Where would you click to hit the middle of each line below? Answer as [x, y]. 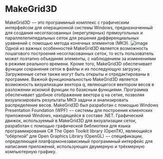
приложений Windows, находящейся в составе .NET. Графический [74, 115]
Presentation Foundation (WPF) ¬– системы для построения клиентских [79, 110]
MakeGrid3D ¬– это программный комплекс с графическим [67, 22]
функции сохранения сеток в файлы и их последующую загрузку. [73, 69]
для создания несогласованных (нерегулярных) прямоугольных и [74, 33]
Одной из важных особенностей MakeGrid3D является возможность [77, 48]
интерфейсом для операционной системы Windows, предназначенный [79, 27]
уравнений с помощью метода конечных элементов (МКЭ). [67, 43]
